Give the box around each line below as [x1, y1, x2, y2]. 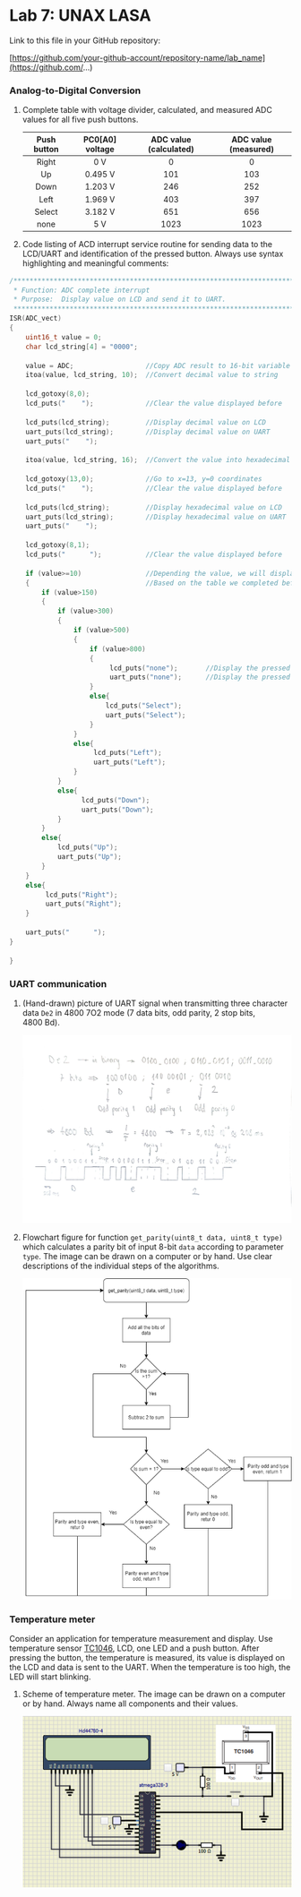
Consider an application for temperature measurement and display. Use [9, 1634, 273, 1644]
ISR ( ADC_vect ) [9, 314, 63, 323]
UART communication [9, 977, 107, 990]
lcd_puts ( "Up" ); [56, 843, 118, 852]
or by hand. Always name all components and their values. [21, 1698, 239, 1709]
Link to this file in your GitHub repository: [9, 35, 161, 46]
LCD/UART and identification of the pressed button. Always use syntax [21, 248, 284, 259]
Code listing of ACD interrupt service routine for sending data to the [21, 238, 273, 249]
